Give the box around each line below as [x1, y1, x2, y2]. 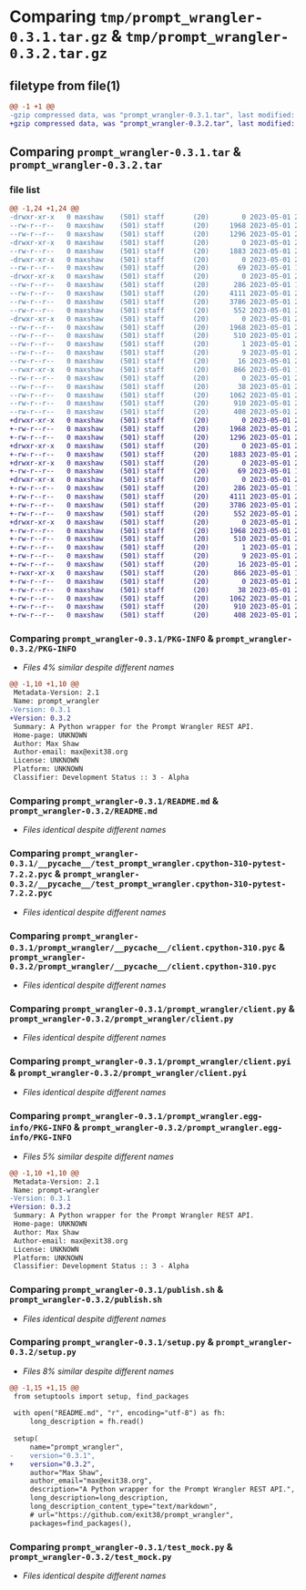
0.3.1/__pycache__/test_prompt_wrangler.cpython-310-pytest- [9, 858, 287, 869]
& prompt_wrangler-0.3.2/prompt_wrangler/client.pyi [9, 1066, 248, 1079]
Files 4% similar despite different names [22, 662, 175, 673]
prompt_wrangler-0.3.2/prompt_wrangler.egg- [81, 1123, 283, 1134]
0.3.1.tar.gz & [9, 26, 123, 46]
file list [9, 183, 41, 196]
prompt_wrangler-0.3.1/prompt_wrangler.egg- [62, 1112, 263, 1122]
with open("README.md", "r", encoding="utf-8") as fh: [13, 1409, 226, 1418]
